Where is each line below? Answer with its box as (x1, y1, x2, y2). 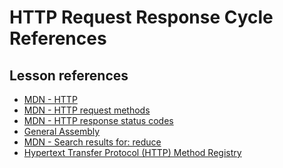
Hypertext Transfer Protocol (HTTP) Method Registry (23, 147, 242, 158)
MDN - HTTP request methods (23, 104, 151, 116)
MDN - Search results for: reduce (23, 136, 162, 148)
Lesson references (9, 67, 129, 84)
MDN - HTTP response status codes (23, 115, 174, 126)
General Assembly (23, 126, 101, 137)
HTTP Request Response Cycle (9, 6, 274, 29)
